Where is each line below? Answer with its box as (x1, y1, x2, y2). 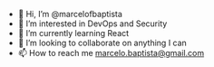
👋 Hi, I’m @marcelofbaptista (17, 9, 122, 19)
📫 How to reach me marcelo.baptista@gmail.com (17, 48, 205, 58)
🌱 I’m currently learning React (17, 28, 130, 38)
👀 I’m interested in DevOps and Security (17, 18, 168, 29)
